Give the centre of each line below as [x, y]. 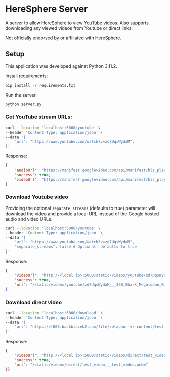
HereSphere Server [47, 9]
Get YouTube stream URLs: [39, 117]
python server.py [24, 104]
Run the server [21, 95]
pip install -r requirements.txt [40, 85]
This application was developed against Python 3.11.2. [61, 66]
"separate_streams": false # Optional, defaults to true [76, 247]
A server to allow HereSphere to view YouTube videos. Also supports [77, 23]
